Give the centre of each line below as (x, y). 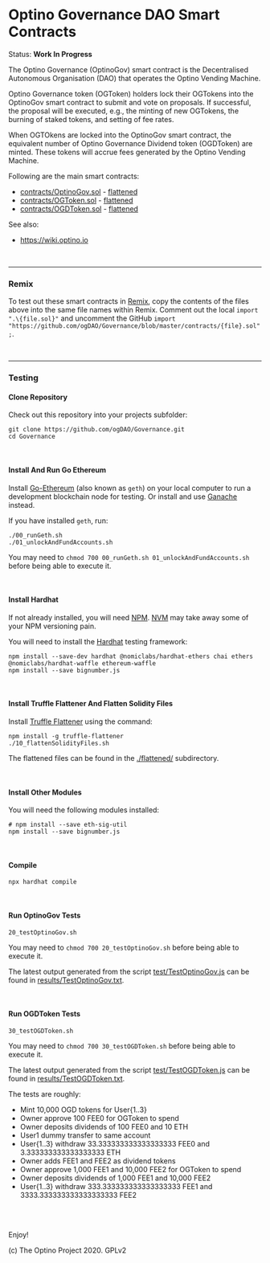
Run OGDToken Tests (45, 1014)
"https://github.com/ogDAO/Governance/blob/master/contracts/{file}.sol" (135, 326)
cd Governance (32, 437)
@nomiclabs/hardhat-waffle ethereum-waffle (82, 663)
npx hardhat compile (43, 882)
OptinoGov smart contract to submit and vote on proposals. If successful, (130, 102)
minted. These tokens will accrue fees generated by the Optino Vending (127, 152)
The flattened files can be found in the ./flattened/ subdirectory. (114, 758)
